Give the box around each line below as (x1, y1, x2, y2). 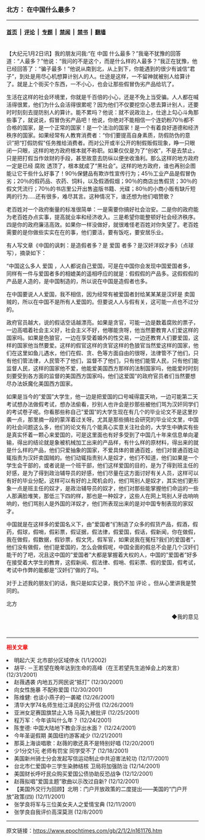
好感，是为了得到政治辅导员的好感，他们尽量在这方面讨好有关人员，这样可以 (6, 469, 199, 476)
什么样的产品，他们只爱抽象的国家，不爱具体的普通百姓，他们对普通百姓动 (11, 446, 199, 454)
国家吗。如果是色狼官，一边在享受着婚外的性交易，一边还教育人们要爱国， (6, 334, 193, 341)
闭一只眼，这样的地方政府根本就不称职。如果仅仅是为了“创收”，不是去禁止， (6, 147, 198, 154)
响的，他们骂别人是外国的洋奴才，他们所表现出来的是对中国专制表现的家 (6, 499, 188, 507)
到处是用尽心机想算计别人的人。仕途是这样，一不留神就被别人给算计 (19, 72, 191, 80)
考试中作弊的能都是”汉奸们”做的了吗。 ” (6, 566, 106, 573)
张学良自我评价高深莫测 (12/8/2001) (14, 808, 104, 816)
